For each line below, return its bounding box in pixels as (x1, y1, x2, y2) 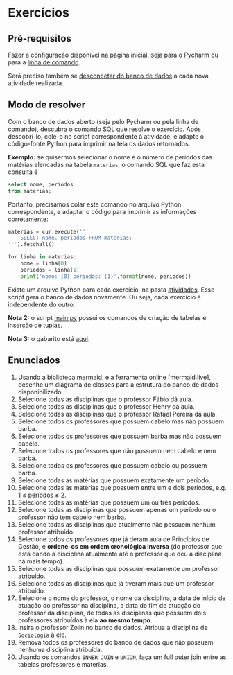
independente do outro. (8, 300, 76, 308)
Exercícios (8, 5, 70, 21)
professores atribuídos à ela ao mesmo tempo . (17, 615, 153, 624)
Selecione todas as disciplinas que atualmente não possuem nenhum (17, 520, 216, 528)
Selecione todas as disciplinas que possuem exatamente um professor (17, 564, 221, 572)
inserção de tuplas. (8, 321, 63, 329)
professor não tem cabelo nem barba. (17, 513, 127, 521)
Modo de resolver (8, 99, 86, 111)
